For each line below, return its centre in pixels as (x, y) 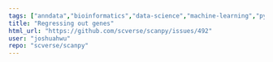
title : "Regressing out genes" (61, 23)
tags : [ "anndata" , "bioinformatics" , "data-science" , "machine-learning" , (132, 16)
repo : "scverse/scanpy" (49, 46)
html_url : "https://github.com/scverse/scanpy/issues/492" (110, 31)
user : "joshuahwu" (39, 38)
